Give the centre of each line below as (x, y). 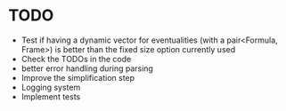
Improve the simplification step (78, 77)
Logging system (51, 87)
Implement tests (51, 96)
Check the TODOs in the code (76, 59)
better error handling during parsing (87, 68)
